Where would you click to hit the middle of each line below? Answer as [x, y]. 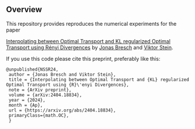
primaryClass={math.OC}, [39, 115]
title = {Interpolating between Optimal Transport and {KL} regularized [99, 79]
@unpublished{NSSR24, [32, 69]
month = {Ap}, [26, 105]
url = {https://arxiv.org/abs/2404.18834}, [62, 110]
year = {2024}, [27, 100]
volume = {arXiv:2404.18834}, [45, 95]
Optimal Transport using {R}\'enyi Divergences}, [68, 85]
